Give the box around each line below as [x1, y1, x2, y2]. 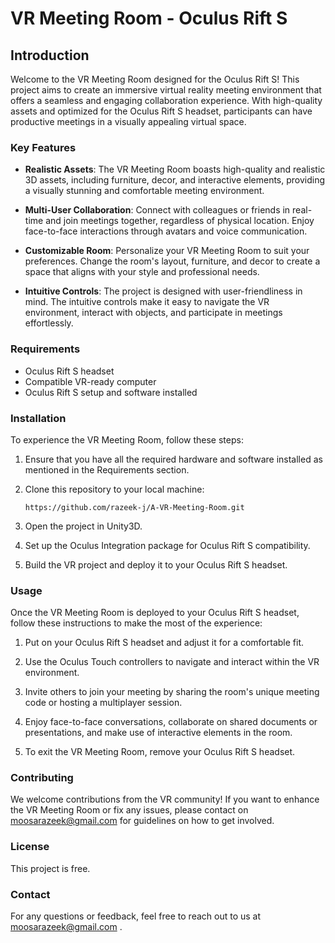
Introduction [10, 47, 90, 64]
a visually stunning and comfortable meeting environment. [24, 185, 265, 197]
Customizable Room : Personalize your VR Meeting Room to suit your [24, 245, 310, 257]
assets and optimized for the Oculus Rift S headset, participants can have [10, 105, 313, 117]
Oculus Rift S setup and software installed [24, 386, 198, 398]
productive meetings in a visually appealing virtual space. [10, 116, 247, 127]
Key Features [10, 140, 77, 154]
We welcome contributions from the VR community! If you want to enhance [10, 793, 320, 806]
